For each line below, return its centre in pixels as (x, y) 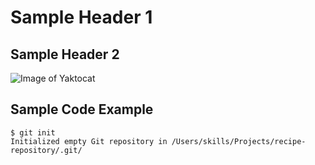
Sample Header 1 (81, 17)
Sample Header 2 (65, 54)
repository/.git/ (46, 150)
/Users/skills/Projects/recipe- (239, 141)
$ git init (33, 132)
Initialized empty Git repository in (89, 141)
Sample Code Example (82, 109)
